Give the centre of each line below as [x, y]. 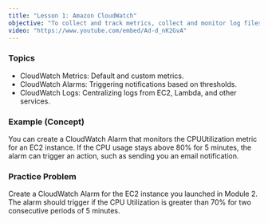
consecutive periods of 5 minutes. [64, 211]
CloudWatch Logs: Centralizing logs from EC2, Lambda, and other [128, 92]
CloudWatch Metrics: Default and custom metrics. [102, 76]
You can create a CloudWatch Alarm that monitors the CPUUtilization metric [133, 139]
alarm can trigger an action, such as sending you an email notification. [124, 155]
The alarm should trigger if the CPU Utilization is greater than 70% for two [130, 202]
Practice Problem [43, 176]
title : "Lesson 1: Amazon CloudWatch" [73, 16]
